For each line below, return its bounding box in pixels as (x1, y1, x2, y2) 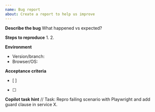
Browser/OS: (12, 58, 38, 64)
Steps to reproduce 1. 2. (5, 35, 55, 40)
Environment (5, 44, 32, 50)
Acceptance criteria (5, 68, 46, 74)
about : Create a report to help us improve (5, 12, 95, 17)
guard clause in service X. (5, 101, 58, 107)
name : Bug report (5, 7, 41, 12)
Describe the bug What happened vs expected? (5, 25, 103, 31)
